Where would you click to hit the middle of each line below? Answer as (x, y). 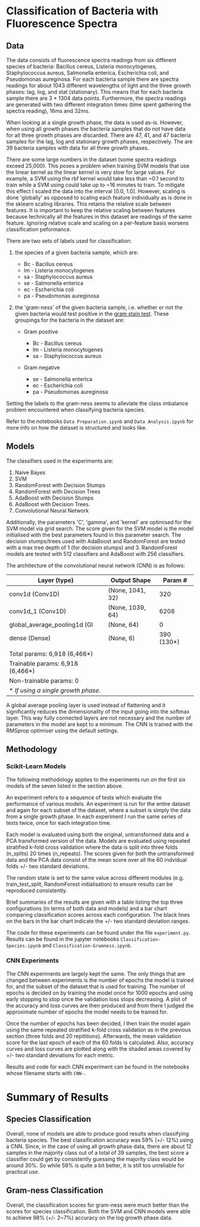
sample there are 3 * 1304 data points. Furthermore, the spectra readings (96, 98)
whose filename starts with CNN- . (46, 1073)
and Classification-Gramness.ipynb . (87, 945)
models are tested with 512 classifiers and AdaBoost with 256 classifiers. (96, 553)
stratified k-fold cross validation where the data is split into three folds (92, 847)
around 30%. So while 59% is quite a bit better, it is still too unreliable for (95, 1165)
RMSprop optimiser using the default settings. (62, 730)
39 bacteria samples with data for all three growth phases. (78, 148)
